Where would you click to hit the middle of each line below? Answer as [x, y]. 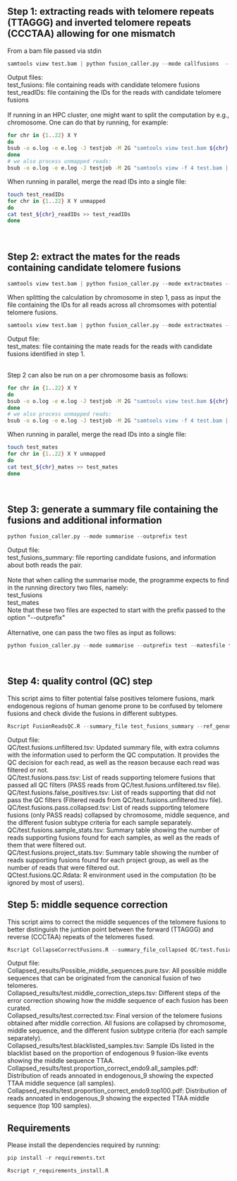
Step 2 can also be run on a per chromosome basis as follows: [98, 375]
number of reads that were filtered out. [63, 867]
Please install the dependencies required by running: [84, 1145]
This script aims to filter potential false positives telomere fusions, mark [111, 698]
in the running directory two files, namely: [68, 588]
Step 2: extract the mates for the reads [94, 256]
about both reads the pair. [45, 565]
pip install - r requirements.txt [56, 1158]
